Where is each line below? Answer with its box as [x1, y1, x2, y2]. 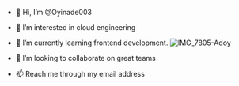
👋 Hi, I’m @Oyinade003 [15, 8, 93, 17]
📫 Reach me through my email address [15, 69, 145, 78]
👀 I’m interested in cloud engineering [15, 23, 136, 32]
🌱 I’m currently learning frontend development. [15, 38, 169, 47]
